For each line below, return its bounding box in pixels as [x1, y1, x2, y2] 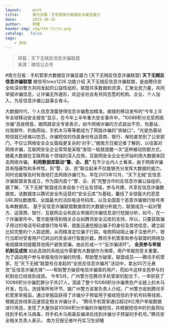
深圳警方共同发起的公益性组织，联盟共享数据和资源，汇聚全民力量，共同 [14, 85, 165, 91]
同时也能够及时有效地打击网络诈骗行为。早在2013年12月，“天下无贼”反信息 [5, 171, 161, 177]
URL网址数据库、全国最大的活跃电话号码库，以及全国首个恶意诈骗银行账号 [5, 197, 160, 203]
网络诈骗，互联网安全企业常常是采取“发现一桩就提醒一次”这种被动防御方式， [5, 146, 164, 152]
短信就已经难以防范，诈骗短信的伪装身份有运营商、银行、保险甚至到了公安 [5, 133, 160, 139]
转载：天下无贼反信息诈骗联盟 [17, 55, 80, 61]
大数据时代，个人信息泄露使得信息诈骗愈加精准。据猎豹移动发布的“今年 [5, 108, 154, 114]
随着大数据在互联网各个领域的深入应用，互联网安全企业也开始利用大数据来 [5, 153, 160, 159]
